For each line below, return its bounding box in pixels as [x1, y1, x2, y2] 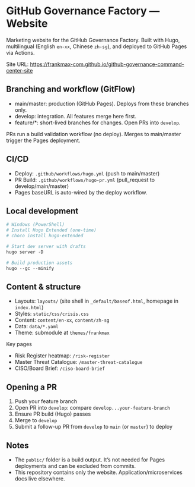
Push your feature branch [14, 398, 78, 405]
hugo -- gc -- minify [6, 265, 55, 271]
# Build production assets [6, 260, 73, 266]
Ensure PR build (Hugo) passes [14, 410, 91, 417]
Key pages [6, 341, 33, 348]
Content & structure [6, 281, 81, 292]
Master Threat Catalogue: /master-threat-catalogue [14, 359, 143, 366]
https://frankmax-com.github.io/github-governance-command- [30, 61, 185, 68]
